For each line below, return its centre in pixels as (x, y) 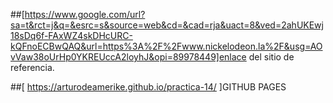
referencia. (32, 67)
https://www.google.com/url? (85, 14)
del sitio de (271, 57)
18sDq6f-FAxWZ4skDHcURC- (71, 35)
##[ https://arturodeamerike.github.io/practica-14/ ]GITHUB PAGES (148, 87)
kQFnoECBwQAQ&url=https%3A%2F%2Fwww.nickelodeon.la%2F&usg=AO (166, 46)
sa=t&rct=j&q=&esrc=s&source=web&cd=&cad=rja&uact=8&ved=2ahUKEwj (167, 25)
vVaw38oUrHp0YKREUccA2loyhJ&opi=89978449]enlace (128, 57)
